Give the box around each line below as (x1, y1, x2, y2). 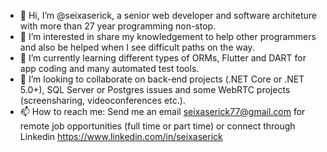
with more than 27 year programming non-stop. (19, 20, 217, 32)
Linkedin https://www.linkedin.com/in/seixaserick (19, 131, 223, 142)
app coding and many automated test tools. (19, 63, 200, 74)
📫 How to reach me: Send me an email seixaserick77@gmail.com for (19, 106, 306, 117)
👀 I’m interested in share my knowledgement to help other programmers (19, 31, 317, 42)
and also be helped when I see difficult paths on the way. (19, 41, 255, 53)
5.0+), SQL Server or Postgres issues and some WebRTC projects (19, 84, 291, 95)
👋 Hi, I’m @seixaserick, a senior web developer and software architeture (19, 10, 318, 21)
